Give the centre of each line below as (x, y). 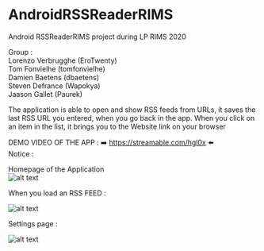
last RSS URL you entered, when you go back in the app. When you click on (132, 118)
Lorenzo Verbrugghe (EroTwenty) (63, 60)
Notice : (21, 153)
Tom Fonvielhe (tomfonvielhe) (57, 68)
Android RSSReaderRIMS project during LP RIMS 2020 (97, 37)
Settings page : (33, 223)
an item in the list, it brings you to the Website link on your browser (117, 126)
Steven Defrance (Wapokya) (54, 86)
